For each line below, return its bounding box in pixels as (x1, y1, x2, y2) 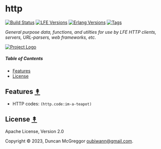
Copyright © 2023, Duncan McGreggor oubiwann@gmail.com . (5, 138, 134, 144)
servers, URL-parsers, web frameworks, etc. (5, 34, 96, 40)
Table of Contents (5, 55, 43, 61)
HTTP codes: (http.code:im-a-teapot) (12, 100, 92, 107)
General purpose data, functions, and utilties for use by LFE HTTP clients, (5, 29, 157, 35)
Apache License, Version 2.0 (5, 128, 64, 134)
